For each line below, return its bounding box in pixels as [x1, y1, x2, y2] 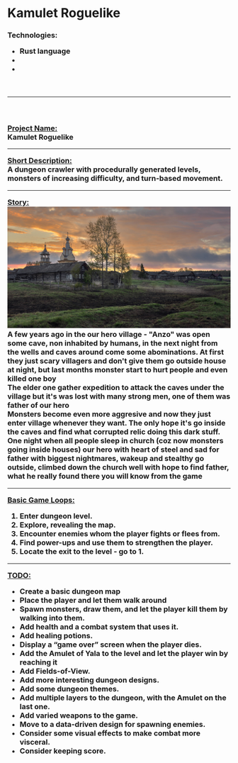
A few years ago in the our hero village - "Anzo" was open [7, 330, 210, 340]
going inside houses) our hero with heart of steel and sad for [7, 445, 220, 455]
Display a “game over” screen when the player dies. [19, 640, 202, 650]
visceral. [19, 737, 51, 747]
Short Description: [7, 156, 72, 166]
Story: [7, 197, 30, 207]
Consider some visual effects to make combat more [19, 728, 200, 738]
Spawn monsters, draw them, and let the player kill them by [19, 604, 228, 614]
